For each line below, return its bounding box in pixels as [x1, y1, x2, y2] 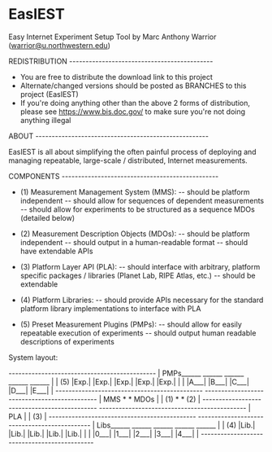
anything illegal [19, 115, 71, 125]
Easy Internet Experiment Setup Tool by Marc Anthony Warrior [8, 32, 217, 42]
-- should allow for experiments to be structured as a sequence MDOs [19, 204, 256, 214]
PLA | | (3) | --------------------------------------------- [8, 411, 196, 421]
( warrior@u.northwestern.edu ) [8, 40, 111, 50]
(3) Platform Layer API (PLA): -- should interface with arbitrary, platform [19, 261, 261, 271]
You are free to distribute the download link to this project [19, 72, 214, 81]
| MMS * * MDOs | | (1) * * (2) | [98, 394, 201, 404]
